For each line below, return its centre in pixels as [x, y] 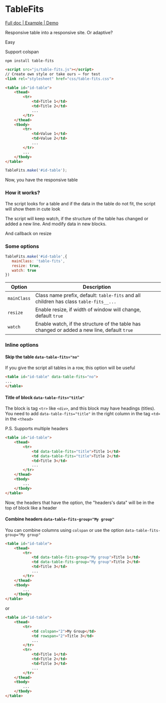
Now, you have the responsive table [41, 180]
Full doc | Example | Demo [32, 23]
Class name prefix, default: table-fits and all [88, 295]
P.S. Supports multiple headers [37, 429]
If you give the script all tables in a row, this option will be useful [70, 368]
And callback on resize [28, 233]
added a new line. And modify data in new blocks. [56, 224]
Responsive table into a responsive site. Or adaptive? [59, 32]
